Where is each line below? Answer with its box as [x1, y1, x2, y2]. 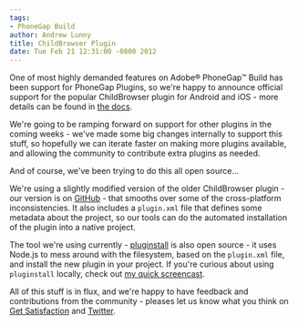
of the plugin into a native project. [9, 222, 137, 233]
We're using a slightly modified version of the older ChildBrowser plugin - [9, 183, 285, 194]
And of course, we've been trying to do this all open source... [9, 166, 240, 177]
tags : [9, 13, 30, 23]
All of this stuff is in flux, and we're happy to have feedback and [9, 286, 249, 297]
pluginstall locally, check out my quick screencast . [9, 269, 205, 279]
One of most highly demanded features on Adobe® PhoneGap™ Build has [9, 72, 283, 83]
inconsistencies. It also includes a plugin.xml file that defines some [9, 202, 262, 214]
